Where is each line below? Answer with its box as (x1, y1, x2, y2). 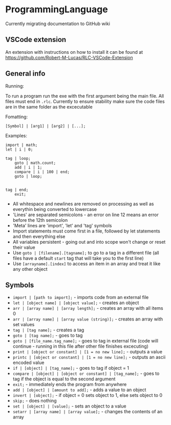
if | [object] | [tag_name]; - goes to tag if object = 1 (12, 365, 130, 371)
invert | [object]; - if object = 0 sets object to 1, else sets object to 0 (12, 392, 163, 398)
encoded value (12, 359, 45, 366)
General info (5, 69, 46, 78)
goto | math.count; (14, 160, 56, 165)
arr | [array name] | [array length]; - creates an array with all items (12, 305, 163, 311)
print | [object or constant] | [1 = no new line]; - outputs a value (12, 349, 163, 355)
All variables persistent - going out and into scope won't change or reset (12, 239, 166, 245)
